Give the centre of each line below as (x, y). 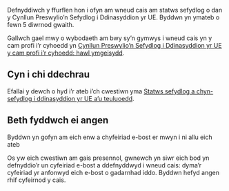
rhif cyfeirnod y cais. (37, 180)
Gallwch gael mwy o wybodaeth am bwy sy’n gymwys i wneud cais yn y (110, 38)
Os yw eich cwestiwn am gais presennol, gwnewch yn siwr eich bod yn (108, 158)
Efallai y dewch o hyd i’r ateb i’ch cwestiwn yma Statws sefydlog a (101, 91)
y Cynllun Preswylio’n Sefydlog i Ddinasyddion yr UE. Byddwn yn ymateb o (113, 17)
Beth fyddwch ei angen (58, 120)
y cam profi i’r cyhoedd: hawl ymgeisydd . (66, 53)
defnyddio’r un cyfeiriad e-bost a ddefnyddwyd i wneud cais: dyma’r (104, 165)
